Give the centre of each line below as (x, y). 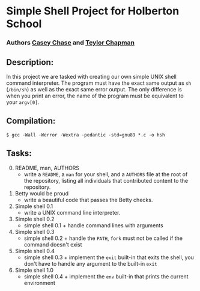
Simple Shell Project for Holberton (93, 11)
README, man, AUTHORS (47, 168)
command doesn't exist (53, 244)
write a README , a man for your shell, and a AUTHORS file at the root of (106, 174)
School (24, 24)
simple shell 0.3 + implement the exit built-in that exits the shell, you (109, 257)
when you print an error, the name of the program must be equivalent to (95, 96)
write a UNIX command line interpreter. (72, 212)
